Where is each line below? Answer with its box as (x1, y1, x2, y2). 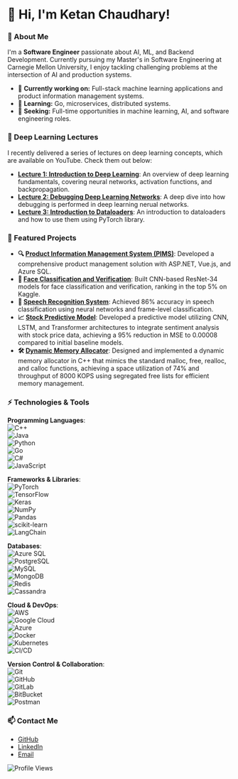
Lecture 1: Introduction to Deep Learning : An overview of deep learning (17, 170, 229, 178)
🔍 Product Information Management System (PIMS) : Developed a (17, 249, 215, 258)
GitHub (17, 735, 39, 743)
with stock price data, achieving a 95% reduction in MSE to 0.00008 (17, 331, 218, 340)
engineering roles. (17, 114, 71, 123)
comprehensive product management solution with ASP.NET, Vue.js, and (17, 259, 231, 269)
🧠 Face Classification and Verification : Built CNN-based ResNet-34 (17, 275, 218, 284)
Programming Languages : (7, 416, 86, 425)
